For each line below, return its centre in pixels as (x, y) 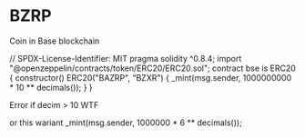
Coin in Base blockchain (55, 41)
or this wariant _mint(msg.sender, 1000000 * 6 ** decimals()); (126, 122)
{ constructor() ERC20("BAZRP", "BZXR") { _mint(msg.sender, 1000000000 (151, 77)
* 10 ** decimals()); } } (51, 87)
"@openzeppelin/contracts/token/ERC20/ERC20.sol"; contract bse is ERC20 (152, 68)
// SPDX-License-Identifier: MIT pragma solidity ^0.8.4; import (126, 58)
